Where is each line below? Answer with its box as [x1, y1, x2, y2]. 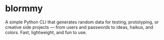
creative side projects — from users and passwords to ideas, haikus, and [5, 24, 154, 30]
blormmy [5, 3, 43, 14]
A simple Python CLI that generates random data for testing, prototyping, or [5, 19, 159, 25]
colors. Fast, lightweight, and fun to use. [5, 29, 87, 35]
